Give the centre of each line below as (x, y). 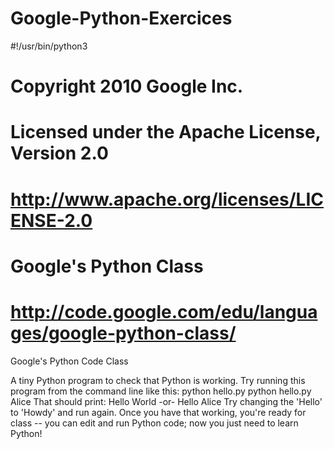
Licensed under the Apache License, (166, 132)
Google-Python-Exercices (121, 18)
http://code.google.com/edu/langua (164, 311)
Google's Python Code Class (69, 361)
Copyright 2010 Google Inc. (127, 86)
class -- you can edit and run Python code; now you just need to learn (154, 423)
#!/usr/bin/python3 (49, 46)
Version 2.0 (59, 153)
